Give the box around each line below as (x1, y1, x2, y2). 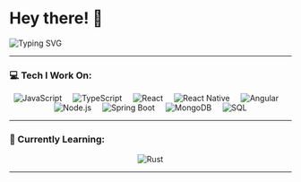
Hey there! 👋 (9, 8, 103, 29)
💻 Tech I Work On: (9, 69, 92, 82)
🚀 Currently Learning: (9, 134, 106, 146)
